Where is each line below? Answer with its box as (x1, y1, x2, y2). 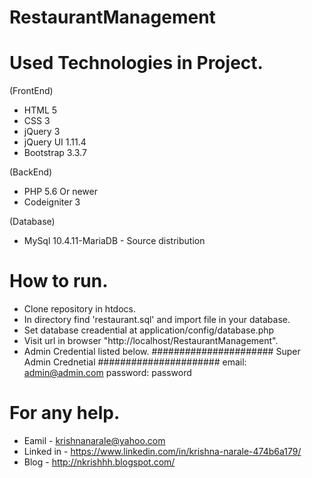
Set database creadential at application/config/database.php (23, 324, 275, 336)
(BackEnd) (9, 166, 53, 178)
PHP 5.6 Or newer (23, 186, 98, 198)
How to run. (9, 270, 109, 293)
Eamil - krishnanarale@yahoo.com (23, 435, 166, 446)
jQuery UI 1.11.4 (23, 136, 87, 148)
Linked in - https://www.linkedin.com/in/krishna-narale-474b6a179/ (23, 446, 302, 457)
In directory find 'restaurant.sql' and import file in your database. (23, 314, 291, 326)
